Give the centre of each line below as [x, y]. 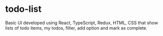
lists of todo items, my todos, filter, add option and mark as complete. [76, 28]
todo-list [23, 9]
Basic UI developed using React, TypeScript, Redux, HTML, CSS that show [82, 23]
